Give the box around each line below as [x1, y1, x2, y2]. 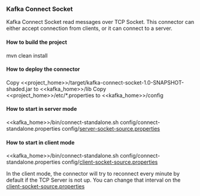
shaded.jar [6, 85, 33, 92]
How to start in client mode [6, 138, 75, 146]
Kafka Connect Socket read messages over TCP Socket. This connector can [6, 19, 195, 26]
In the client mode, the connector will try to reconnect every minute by [6, 170, 180, 177]
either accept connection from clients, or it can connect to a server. [6, 25, 172, 32]
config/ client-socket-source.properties [62, 158, 158, 166]
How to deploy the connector [6, 65, 80, 73]
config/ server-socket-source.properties [62, 125, 160, 132]
